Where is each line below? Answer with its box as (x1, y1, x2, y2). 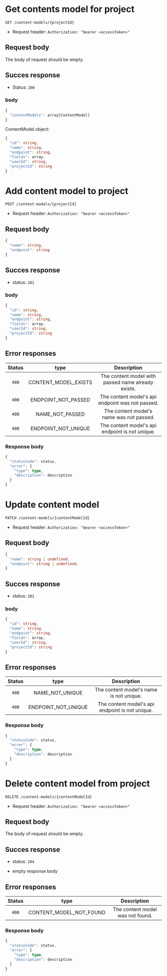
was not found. (117, 912, 153, 919)
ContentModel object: (5, 126, 50, 132)
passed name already (103, 378, 154, 385)
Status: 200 (12, 84, 35, 90)
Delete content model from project (5, 778, 150, 789)
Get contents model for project (5, 3, 135, 15)
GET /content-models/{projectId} (5, 20, 75, 25)
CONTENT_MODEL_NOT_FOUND (28, 909, 106, 916)
